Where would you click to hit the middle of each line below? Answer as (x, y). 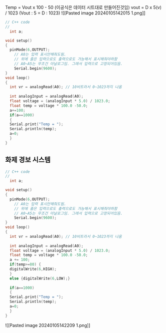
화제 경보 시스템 (28, 160)
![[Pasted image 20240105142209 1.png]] (48, 325)
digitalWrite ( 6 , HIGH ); (33, 269)
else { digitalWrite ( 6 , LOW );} (40, 278)
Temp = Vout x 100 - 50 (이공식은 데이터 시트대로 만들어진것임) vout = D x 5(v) (83, 7)
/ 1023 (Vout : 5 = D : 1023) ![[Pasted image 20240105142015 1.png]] (75, 13)
